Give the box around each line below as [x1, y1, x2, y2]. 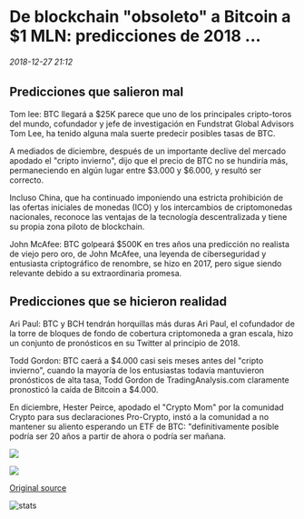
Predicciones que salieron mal [9, 85, 184, 100]
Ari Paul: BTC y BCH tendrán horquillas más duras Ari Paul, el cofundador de [9, 318, 295, 329]
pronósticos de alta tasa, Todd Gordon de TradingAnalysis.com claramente [9, 374, 290, 385]
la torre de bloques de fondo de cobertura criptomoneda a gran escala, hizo [9, 327, 294, 338]
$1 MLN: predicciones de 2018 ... [9, 25, 261, 46]
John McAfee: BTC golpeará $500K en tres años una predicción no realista [9, 238, 290, 249]
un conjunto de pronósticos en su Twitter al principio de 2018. [9, 337, 240, 348]
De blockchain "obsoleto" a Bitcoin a [9, 6, 291, 27]
